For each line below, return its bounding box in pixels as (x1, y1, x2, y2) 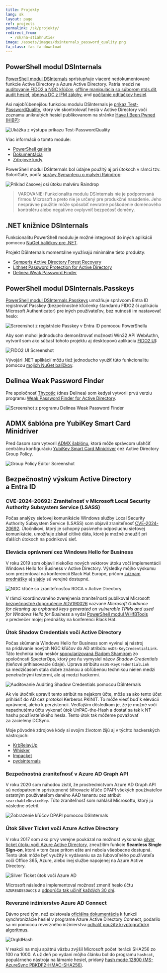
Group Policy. (5, 451, 33, 457)
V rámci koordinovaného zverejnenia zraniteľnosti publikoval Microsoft (5, 595, 150, 601)
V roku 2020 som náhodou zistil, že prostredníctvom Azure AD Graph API (5, 782, 156, 788)
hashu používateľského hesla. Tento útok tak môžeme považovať (5, 712, 139, 718)
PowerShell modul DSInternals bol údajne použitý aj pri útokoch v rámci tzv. (5, 166, 161, 172)
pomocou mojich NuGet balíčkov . (5, 362, 74, 368)
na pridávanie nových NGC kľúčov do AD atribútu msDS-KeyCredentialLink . (5, 645, 158, 651)
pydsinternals (12, 757, 41, 764)
